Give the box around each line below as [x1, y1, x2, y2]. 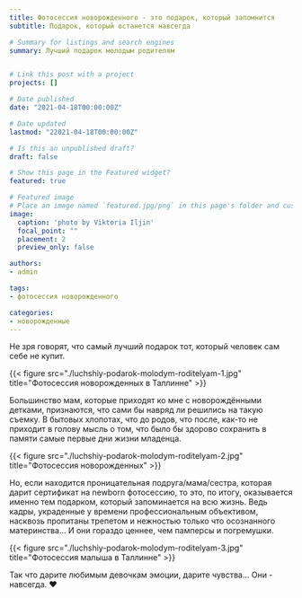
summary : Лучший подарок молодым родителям [9, 46, 175, 55]
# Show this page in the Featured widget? [9, 168, 171, 178]
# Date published [9, 95, 75, 104]
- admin [9, 268, 39, 277]
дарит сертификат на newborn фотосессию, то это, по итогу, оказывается [9, 487, 293, 498]
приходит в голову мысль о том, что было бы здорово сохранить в [9, 424, 267, 435]
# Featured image [9, 193, 75, 202]
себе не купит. [9, 351, 66, 362]
